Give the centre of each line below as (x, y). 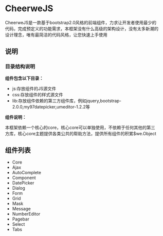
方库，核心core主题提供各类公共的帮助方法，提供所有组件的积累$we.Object (81, 133)
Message (21, 209)
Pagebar (21, 219)
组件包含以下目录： (24, 78)
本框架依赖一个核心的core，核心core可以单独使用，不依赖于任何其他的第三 (80, 127)
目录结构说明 (20, 67)
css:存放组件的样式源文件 (37, 94)
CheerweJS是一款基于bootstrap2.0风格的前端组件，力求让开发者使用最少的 (81, 22)
